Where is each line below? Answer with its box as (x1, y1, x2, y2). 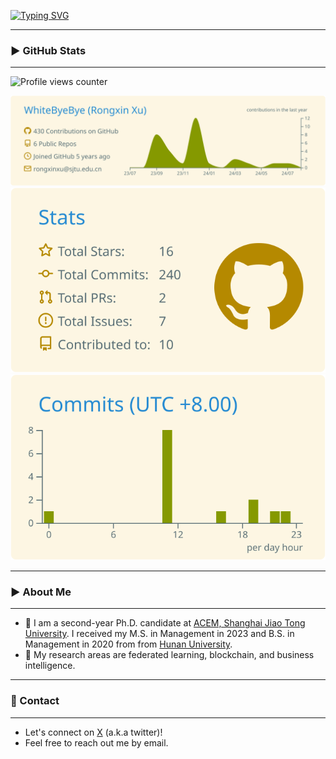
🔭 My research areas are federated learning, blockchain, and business (24, 649, 315, 661)
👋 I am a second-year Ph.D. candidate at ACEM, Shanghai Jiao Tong (24, 617, 306, 629)
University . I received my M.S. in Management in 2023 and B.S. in (24, 628, 295, 640)
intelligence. (24, 660, 76, 672)
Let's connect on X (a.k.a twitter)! (24, 726, 163, 738)
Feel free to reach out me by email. (24, 736, 169, 749)
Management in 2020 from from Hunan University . (24, 638, 233, 650)
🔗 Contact (10, 694, 60, 708)
